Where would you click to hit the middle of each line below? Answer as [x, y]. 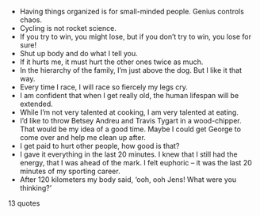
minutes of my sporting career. [70, 171]
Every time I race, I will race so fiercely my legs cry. [104, 87]
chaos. [31, 20]
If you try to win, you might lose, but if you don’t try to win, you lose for [136, 36]
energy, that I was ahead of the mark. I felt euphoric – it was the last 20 [136, 163]
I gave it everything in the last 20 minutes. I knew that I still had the [128, 154]
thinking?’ [36, 188]
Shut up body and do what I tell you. [79, 53]
